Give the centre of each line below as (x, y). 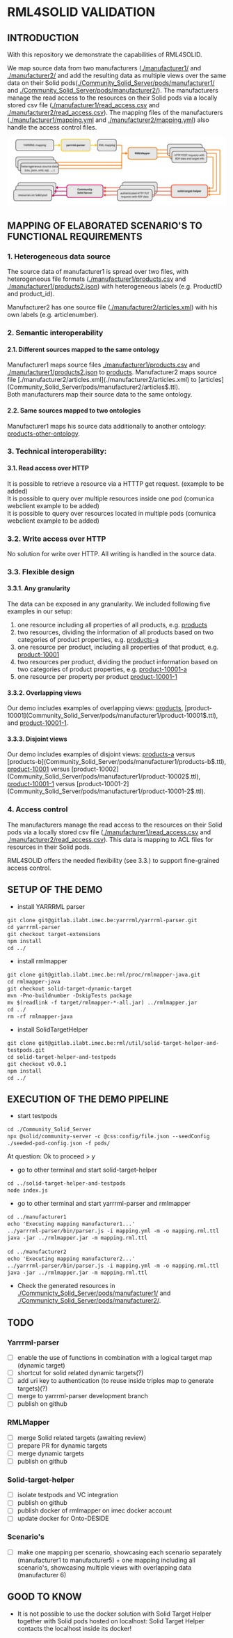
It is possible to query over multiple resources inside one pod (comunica (111, 498)
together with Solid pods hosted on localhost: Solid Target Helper (111, 1621)
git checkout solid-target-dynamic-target (70, 988)
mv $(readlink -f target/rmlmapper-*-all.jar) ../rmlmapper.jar (102, 1002)
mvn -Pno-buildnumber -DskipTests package (70, 995)
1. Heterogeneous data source (59, 257)
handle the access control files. (52, 127)
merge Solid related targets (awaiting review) (82, 1437)
